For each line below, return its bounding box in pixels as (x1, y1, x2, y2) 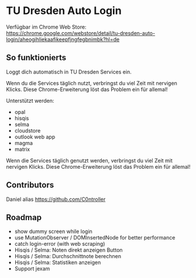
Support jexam (14, 265, 50, 272)
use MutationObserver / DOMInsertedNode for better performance (14, 234, 176, 241)
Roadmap (6, 212, 42, 223)
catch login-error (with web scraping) (14, 241, 105, 248)
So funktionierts (6, 53, 67, 62)
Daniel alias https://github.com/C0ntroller (6, 196, 106, 203)
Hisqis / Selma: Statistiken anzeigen (14, 259, 101, 266)
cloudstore (14, 127, 41, 134)
